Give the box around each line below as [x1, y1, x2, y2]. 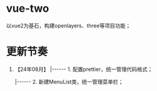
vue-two [6, 2, 49, 15]
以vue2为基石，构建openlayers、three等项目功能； [6, 22, 131, 29]
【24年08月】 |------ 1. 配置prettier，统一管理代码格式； [14, 66, 153, 73]
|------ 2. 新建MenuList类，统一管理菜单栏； [14, 78, 124, 85]
